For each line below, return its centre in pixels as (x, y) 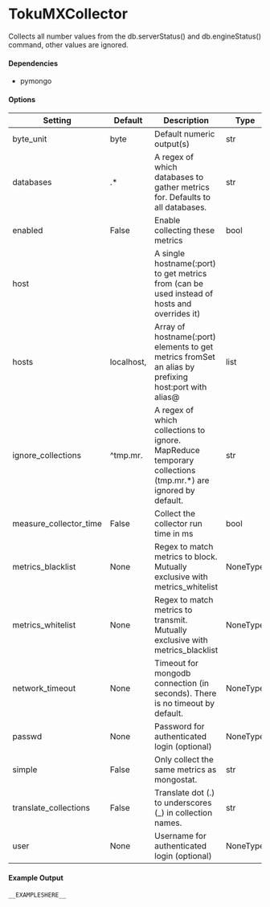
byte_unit (30, 139)
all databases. (180, 207)
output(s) (172, 144)
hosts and (173, 304)
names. (168, 823)
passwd (27, 737)
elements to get (184, 347)
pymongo (36, 81)
